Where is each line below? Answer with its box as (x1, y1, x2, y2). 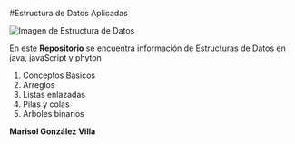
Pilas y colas (22, 99, 70, 110)
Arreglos (22, 80, 55, 90)
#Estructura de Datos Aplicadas (9, 8, 129, 18)
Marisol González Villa (9, 126, 96, 137)
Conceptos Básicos (22, 70, 96, 81)
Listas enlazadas (22, 90, 86, 100)
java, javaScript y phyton (9, 53, 102, 62)
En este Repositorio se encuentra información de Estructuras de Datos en (9, 43, 286, 53)
